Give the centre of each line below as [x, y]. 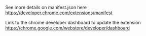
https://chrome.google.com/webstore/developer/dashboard [68, 28]
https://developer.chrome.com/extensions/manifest [59, 13]
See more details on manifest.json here [46, 7]
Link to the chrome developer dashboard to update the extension [73, 23]
